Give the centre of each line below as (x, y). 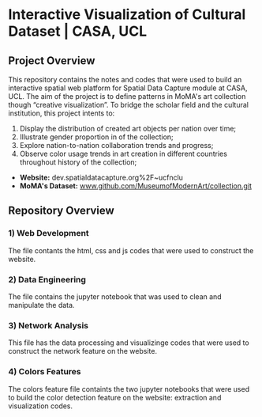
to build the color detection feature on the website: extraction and (115, 397)
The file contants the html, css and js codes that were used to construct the (131, 250)
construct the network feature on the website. (83, 351)
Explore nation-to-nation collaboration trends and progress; (116, 145)
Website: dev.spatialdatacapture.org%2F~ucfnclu (101, 177)
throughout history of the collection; (78, 162)
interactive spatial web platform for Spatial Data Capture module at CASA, (128, 88)
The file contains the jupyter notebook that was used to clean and (115, 296)
